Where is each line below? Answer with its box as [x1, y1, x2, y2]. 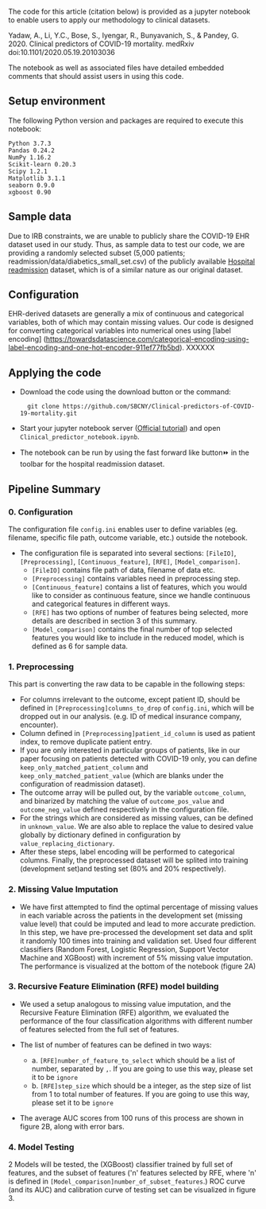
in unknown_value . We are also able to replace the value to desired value [19, 822, 254, 831]
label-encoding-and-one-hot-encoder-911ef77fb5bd [8, 342, 180, 353]
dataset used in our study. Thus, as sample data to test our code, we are [8, 239, 245, 249]
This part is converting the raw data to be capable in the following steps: [8, 679, 245, 689]
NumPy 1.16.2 [8, 153, 52, 162]
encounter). [19, 720, 59, 730]
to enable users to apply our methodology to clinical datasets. [8, 15, 210, 25]
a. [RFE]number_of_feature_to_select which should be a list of [31, 1055, 236, 1065]
